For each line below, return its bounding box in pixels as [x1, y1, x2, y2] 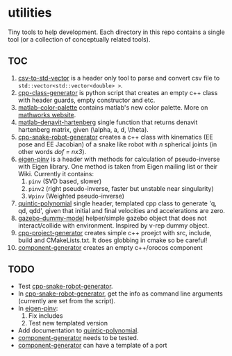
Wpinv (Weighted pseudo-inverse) [28, 192, 124, 200]
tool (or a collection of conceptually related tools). [8, 35, 151, 43]
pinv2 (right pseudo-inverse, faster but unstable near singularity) [28, 184, 214, 192]
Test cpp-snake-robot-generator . [17, 282, 113, 290]
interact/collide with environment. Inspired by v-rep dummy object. [17, 221, 209, 230]
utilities [8, 5, 52, 21]
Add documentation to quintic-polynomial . [17, 326, 140, 334]
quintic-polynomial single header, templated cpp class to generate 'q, [17, 199, 217, 207]
